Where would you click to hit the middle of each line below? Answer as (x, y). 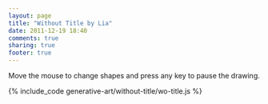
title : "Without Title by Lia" (60, 23)
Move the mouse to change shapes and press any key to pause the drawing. (134, 76)
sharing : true (32, 46)
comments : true (34, 38)
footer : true (30, 53)
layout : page (30, 16)
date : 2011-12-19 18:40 (48, 30)
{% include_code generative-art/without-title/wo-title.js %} (105, 91)
